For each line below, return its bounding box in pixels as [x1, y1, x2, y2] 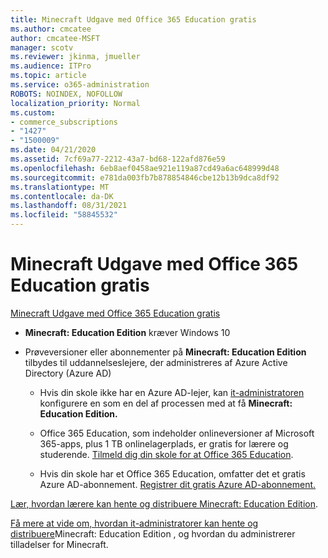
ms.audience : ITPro [10, 61, 92, 71]
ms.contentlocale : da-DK [10, 191, 114, 201]
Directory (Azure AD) [24, 367, 112, 379]
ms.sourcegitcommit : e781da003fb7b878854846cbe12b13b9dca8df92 [10, 172, 280, 183]
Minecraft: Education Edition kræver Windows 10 [24, 326, 231, 338]
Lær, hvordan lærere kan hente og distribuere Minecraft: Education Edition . [10, 497, 319, 510]
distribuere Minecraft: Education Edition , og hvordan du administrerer [10, 527, 296, 540]
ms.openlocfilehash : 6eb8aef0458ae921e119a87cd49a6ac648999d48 [10, 163, 280, 173]
